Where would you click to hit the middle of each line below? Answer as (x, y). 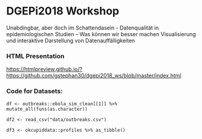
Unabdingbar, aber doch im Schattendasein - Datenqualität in (83, 28)
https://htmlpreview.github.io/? (44, 69)
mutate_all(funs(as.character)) (47, 109)
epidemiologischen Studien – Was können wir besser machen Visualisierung (101, 34)
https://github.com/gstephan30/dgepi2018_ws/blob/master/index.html (94, 76)
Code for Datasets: (35, 91)
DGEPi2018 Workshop (63, 11)
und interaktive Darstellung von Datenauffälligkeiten (71, 40)
